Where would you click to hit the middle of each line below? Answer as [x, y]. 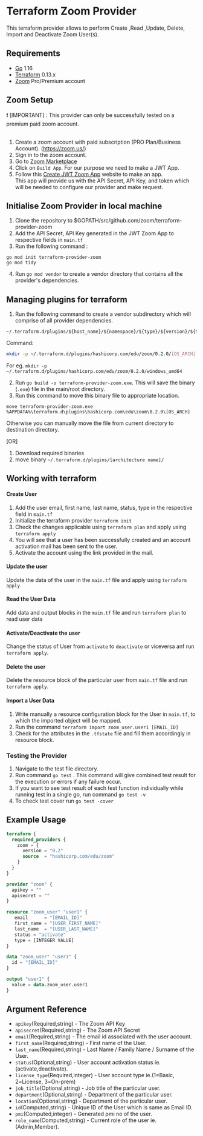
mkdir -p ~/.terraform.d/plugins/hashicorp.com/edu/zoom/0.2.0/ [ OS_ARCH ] [101, 354]
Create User [22, 494]
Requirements [33, 54]
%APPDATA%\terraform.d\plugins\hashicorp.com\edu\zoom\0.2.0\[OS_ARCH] [98, 412]
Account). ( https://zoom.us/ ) [50, 148]
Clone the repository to [44, 221]
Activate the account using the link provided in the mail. [84, 552]
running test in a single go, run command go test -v [80, 794]
